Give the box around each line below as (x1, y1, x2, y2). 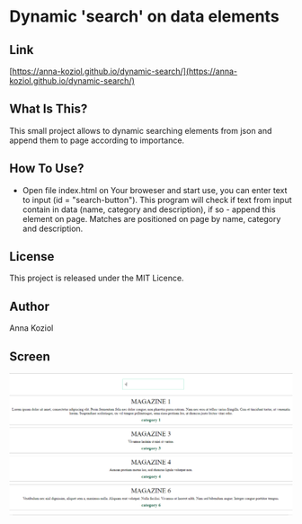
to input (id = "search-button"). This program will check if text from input (22, 194, 292, 205)
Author (9, 298, 49, 314)
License (9, 249, 55, 264)
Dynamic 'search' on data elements (9, 6, 280, 27)
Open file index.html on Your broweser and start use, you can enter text (22, 184, 288, 195)
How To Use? (9, 161, 84, 176)
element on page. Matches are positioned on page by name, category (22, 213, 281, 224)
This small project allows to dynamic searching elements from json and (9, 125, 272, 136)
